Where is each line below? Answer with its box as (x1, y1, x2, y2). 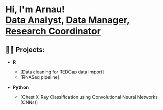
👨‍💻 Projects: (5, 45, 45, 54)
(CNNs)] (20, 99, 38, 105)
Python (12, 84, 29, 90)
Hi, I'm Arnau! (5, 4, 65, 15)
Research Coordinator (5, 25, 101, 37)
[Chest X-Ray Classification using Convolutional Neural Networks (20, 94, 158, 100)
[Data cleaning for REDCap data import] (20, 69, 104, 75)
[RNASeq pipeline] (20, 74, 60, 80)
